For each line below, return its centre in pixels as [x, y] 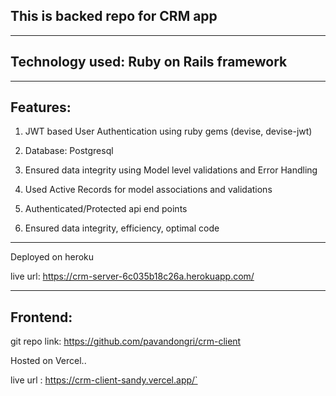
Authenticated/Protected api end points [106, 209]
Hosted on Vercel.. [48, 361]
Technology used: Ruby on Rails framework [149, 62]
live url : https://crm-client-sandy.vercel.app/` [104, 380]
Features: [41, 107]
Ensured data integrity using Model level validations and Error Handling [171, 170]
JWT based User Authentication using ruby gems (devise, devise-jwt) [168, 131]
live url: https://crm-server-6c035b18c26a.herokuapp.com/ [132, 276]
